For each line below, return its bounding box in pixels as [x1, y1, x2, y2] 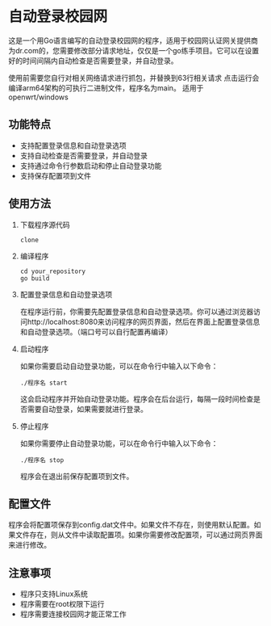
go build [19, 274, 50, 283]
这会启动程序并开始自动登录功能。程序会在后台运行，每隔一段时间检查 [19, 393, 254, 404]
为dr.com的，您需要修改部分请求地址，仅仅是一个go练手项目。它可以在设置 [8, 45, 260, 55]
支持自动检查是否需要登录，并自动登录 [19, 150, 148, 160]
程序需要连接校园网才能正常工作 [19, 609, 127, 619]
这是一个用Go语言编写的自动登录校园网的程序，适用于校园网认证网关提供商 [8, 36, 258, 45]
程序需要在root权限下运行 [19, 599, 105, 609]
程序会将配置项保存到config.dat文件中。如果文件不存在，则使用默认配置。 [8, 520, 254, 530]
